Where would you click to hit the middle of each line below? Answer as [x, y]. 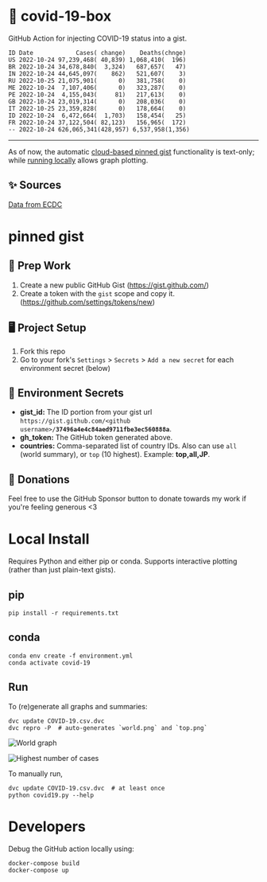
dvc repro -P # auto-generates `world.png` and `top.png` [108, 728]
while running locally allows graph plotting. [78, 160]
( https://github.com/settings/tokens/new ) [87, 302]
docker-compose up [39, 870]
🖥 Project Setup [47, 328]
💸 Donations [39, 480]
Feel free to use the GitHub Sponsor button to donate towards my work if [128, 499]
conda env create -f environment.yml [71, 656]
